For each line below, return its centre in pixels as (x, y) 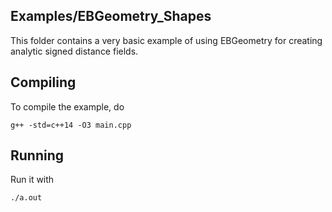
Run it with (32, 180)
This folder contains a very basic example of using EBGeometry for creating (166, 40)
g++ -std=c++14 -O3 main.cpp (71, 125)
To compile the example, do (67, 106)
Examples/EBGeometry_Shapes (111, 16)
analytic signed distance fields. (74, 51)
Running (37, 155)
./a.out (26, 198)
